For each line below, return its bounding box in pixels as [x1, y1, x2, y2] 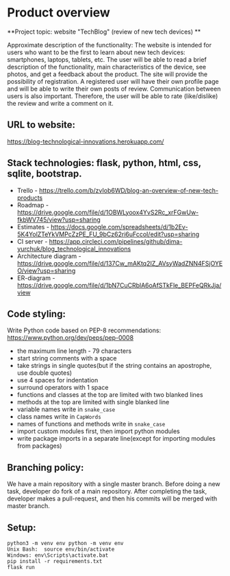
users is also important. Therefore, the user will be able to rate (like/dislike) [7, 91, 218, 100]
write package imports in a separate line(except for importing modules [16, 435, 216, 443]
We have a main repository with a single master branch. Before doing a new [7, 480, 220, 488]
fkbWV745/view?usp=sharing [16, 215, 101, 224]
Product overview [7, 5, 111, 21]
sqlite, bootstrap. [7, 168, 82, 180]
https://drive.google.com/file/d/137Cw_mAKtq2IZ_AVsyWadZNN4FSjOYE [16, 259, 223, 267]
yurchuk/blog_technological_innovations [16, 244, 131, 253]
